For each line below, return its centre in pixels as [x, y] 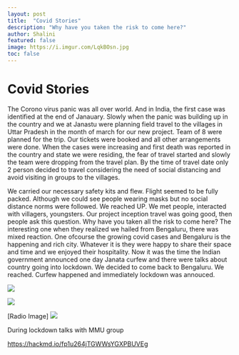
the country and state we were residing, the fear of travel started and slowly [119, 154]
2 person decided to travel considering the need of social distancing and [114, 169]
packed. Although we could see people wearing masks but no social [108, 199]
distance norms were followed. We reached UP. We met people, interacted [117, 206]
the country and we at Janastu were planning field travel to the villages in [115, 124]
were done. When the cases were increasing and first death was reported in [119, 146]
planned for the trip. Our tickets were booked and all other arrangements [114, 139]
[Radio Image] [28, 316]
